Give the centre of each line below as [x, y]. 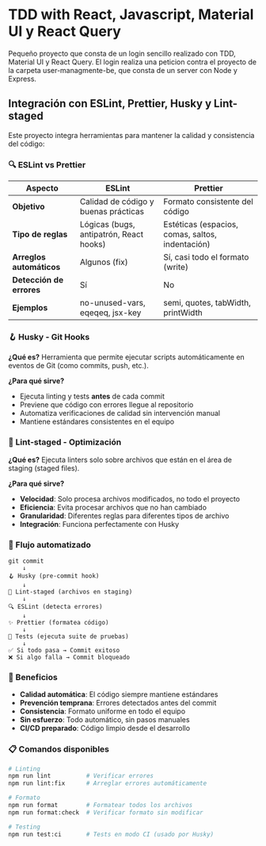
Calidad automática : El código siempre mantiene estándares [119, 694]
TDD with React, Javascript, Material [131, 15]
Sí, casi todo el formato [206, 257]
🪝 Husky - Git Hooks [49, 336]
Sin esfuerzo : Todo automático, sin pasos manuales [104, 720]
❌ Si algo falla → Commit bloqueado [69, 657]
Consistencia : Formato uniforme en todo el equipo [103, 711]
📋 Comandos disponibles [59, 749]
